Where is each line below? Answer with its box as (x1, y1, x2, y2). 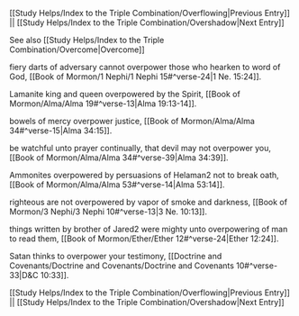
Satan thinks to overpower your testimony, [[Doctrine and (9, 251, 222, 261)
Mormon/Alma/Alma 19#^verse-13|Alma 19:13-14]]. (9, 98, 197, 109)
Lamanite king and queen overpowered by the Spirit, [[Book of (9, 89, 240, 99)
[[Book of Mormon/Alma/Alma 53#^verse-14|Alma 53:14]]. (9, 179, 225, 190)
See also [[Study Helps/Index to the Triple (9, 35, 165, 45)
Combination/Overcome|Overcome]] (9, 44, 146, 55)
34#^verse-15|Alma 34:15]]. (9, 125, 113, 136)
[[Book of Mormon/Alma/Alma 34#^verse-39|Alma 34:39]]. (9, 152, 229, 163)
